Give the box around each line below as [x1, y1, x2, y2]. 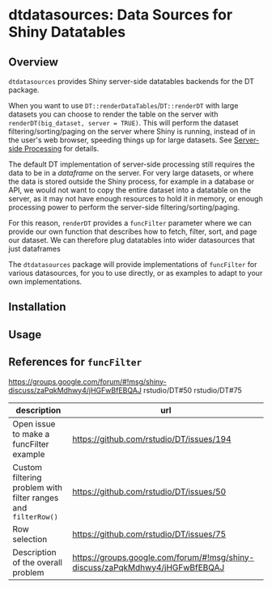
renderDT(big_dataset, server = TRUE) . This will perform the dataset [8, 118, 239, 127]
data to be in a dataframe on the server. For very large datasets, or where [8, 168, 254, 177]
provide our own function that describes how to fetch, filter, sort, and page [8, 227, 257, 236]
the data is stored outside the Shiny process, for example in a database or [8, 176, 255, 186]
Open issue [12, 418, 56, 430]
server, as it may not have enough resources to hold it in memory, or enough [8, 194, 263, 203]
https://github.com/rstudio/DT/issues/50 [72, 485, 227, 497]
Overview [8, 55, 59, 69]
